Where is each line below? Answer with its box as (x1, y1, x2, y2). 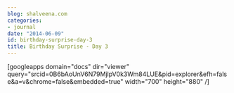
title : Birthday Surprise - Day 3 (7, 43, 109, 50)
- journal (7, 23, 37, 30)
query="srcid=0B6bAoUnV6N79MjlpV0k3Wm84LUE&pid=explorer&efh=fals (7, 70, 227, 78)
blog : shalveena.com (7, 10, 68, 18)
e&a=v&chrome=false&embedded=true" (7, 77, 124, 85)
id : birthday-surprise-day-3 (7, 37, 93, 44)
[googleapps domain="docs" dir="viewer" (7, 63, 130, 70)
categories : (7, 17, 42, 24)
